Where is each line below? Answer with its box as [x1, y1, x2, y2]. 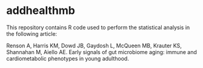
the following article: [6, 30, 58, 37]
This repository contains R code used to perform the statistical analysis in [6, 24, 190, 31]
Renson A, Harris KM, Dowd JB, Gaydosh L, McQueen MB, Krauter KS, [6, 42, 182, 49]
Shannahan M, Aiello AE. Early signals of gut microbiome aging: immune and [6, 48, 197, 55]
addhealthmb [6, 4, 76, 18]
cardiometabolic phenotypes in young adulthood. [6, 55, 129, 62]
